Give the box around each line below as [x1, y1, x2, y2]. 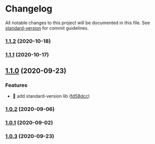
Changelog [5, 3, 53, 15]
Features [5, 82, 28, 89]
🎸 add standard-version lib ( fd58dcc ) [12, 93, 90, 99]
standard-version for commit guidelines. [5, 25, 89, 31]
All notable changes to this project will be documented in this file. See [5, 20, 150, 26]
